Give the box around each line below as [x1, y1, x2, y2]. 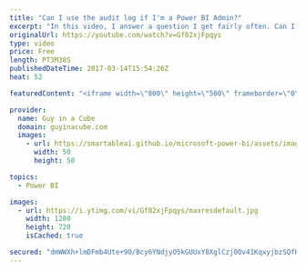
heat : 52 [9, 73, 43, 82]
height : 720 [25, 223, 71, 232]
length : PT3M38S [9, 55, 71, 65]
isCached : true [25, 231, 84, 241]
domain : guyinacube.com [17, 122, 107, 132]
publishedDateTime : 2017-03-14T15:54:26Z [9, 65, 169, 74]
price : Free [9, 47, 55, 56]
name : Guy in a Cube [17, 114, 96, 123]
